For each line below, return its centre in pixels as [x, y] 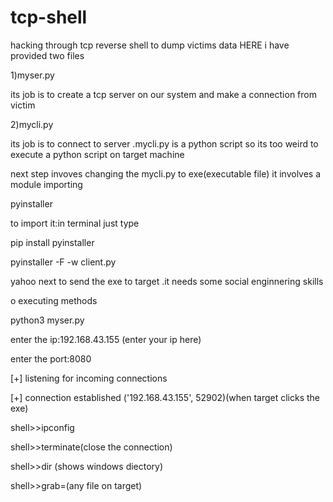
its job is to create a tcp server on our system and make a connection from [163, 94]
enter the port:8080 [51, 358]
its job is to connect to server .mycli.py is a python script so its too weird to [164, 143]
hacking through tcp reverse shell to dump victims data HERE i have [150, 45]
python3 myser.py [47, 320]
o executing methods [54, 300]
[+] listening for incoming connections [89, 378]
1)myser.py [32, 75]
